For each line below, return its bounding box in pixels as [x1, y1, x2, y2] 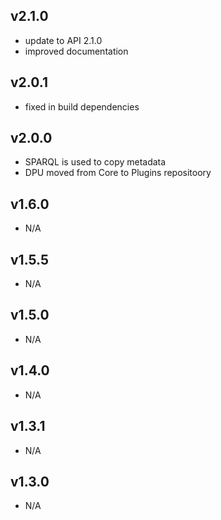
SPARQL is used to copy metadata [24, 156, 167, 168]
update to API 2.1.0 [24, 34, 103, 46]
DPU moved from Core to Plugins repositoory [24, 167, 212, 179]
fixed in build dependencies [24, 100, 140, 113]
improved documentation [24, 45, 129, 57]
